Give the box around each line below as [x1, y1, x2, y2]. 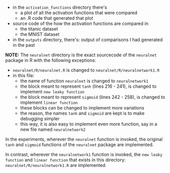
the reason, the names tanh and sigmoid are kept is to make [20, 110, 145, 116]
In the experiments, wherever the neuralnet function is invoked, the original [5, 136, 163, 142]
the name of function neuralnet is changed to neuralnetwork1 [20, 78, 149, 84]
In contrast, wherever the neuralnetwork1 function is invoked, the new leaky [5, 152, 163, 157]
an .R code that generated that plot [20, 15, 93, 21]
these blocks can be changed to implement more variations [20, 105, 145, 111]
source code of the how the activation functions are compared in [12, 20, 149, 26]
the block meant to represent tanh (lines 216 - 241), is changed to [20, 83, 157, 89]
